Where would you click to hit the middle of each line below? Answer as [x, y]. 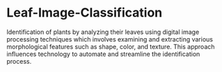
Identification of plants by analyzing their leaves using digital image [103, 32]
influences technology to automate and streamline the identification [103, 54]
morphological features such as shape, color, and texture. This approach [111, 46]
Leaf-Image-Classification [85, 13]
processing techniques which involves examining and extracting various [110, 39]
